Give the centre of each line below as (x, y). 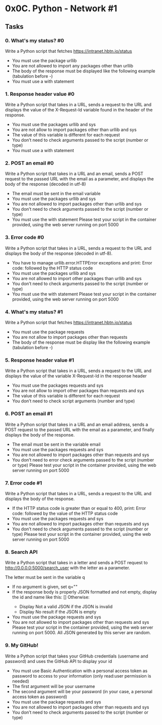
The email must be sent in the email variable (56, 194)
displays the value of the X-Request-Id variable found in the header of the (79, 110)
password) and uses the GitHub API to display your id (59, 661)
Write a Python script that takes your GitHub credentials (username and (77, 656)
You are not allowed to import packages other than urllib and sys (77, 204)
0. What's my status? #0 (35, 41)
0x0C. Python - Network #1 (61, 9)
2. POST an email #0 (29, 163)
